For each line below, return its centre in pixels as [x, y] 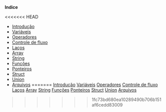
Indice [11, 7]
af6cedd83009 [107, 105]
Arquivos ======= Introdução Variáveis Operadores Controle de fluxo [85, 85]
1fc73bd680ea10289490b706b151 [126, 100]
